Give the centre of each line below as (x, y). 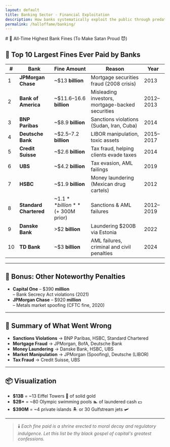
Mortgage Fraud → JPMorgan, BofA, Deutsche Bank (67, 343)
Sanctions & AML (111, 205)
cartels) (100, 190)
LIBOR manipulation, (115, 134)
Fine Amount (70, 69)
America (30, 105)
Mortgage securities (115, 78)
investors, (102, 99)
